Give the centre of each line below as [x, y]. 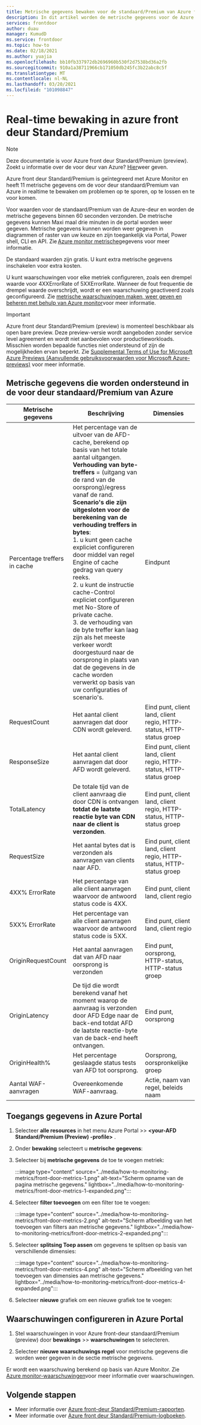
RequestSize [27, 856]
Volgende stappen [41, 1395]
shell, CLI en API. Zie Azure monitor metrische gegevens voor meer [88, 241]
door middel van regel [103, 555]
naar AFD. [87, 867]
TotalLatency [28, 809]
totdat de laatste [97, 809]
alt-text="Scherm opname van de [142, 1178]
